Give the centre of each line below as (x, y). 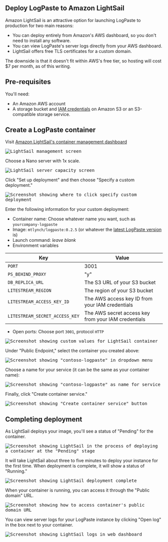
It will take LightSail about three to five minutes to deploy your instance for (82, 461)
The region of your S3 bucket (119, 291)
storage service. (53, 114)
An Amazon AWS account (39, 103)
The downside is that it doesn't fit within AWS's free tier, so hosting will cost (83, 61)
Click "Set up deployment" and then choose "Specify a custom (70, 180)
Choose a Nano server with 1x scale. (43, 161)
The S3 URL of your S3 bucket (120, 283)
